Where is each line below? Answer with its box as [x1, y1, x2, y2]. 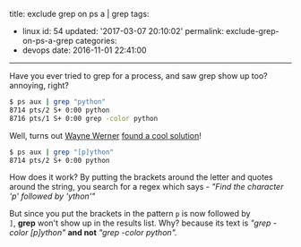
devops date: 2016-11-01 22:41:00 [21, 45, 147, 55]
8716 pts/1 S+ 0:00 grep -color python [9, 114, 159, 123]
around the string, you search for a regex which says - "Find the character [9, 182, 284, 192]
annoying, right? [9, 81, 70, 90]
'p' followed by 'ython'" [9, 191, 96, 201]
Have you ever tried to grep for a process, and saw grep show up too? [9, 71, 268, 81]
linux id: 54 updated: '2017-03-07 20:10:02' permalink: [21, 26, 224, 36]
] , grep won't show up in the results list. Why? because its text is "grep [9, 217, 271, 228]
